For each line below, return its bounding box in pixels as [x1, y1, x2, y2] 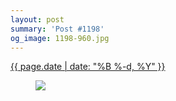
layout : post [10, 14, 65, 25]
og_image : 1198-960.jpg [10, 33, 110, 43]
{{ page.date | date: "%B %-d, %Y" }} [10, 61, 166, 73]
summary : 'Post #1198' [10, 24, 105, 34]
